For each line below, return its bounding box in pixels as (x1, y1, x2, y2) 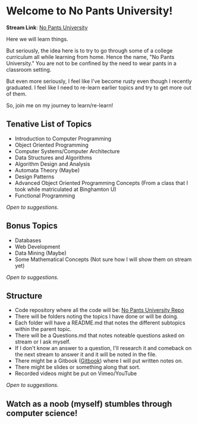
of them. (6, 90, 27, 97)
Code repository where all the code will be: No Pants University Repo (14, 307, 184, 314)
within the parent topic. (14, 326, 72, 333)
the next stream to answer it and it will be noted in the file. (14, 351, 157, 358)
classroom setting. (6, 66, 52, 73)
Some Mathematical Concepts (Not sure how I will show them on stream (14, 255, 192, 263)
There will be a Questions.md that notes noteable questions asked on (14, 332, 185, 339)
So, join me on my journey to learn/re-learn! (6, 101, 114, 109)
